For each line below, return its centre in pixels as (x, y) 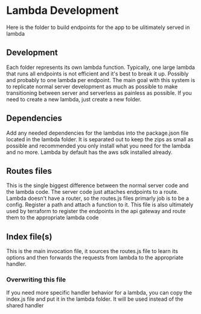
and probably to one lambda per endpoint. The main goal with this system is (101, 80)
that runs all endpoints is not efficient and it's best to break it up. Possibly (97, 74)
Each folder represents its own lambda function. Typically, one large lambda (101, 67)
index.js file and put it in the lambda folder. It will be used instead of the (95, 299)
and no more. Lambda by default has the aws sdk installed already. (90, 152)
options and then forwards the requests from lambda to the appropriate (95, 258)
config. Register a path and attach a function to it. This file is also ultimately (100, 205)
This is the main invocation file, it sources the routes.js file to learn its (92, 251)
